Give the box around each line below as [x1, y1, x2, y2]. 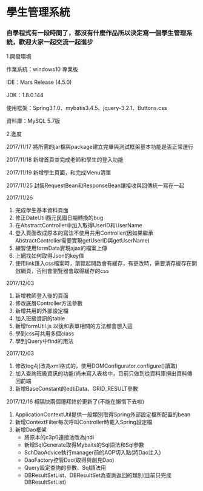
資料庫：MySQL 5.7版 [6, 117, 61, 125]
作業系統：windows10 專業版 [6, 66, 79, 73]
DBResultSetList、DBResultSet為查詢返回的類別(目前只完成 [24, 472, 171, 479]
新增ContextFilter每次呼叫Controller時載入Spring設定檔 [15, 419, 153, 426]
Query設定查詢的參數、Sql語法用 [24, 464, 107, 472]
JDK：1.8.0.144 [6, 92, 44, 99]
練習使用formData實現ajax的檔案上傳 [15, 244, 107, 252]
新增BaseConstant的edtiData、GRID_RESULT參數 [15, 385, 138, 393]
